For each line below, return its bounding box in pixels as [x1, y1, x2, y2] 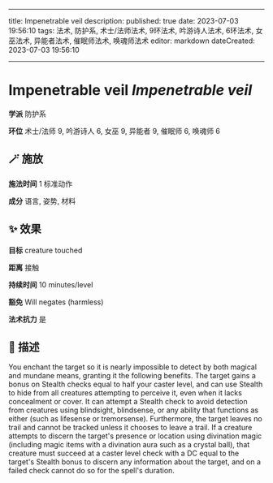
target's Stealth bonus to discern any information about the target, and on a [8, 457, 262, 467]
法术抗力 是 [8, 314, 46, 324]
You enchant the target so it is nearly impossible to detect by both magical [8, 362, 258, 372]
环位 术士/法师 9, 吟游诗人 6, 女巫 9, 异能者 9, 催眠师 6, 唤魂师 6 [8, 126, 221, 136]
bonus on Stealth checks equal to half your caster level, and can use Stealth [8, 379, 263, 390]
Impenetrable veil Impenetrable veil [8, 81, 253, 100]
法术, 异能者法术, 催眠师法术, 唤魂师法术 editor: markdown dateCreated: [15, 36, 256, 45]
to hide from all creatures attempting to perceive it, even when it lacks [8, 388, 242, 398]
